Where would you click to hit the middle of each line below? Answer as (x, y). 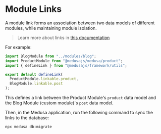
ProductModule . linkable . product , (44, 79)
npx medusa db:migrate (28, 127)
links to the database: (27, 118)
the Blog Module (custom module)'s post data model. (59, 103)
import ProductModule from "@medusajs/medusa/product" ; (64, 61)
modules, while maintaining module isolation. (51, 28)
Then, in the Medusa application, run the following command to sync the (79, 113)
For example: (19, 47)
